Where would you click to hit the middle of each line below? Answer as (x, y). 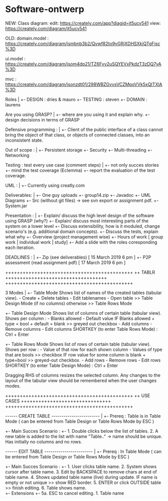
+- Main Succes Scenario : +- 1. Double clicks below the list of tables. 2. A (82, 431)
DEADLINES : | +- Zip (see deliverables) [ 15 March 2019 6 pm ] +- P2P (78, 257)
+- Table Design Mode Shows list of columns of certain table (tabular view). (83, 313)
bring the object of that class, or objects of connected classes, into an (77, 135)
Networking (17, 155)
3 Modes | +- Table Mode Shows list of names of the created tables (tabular (83, 293)
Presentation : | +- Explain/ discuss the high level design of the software (80, 215)
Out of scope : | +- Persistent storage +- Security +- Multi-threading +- (79, 150)
